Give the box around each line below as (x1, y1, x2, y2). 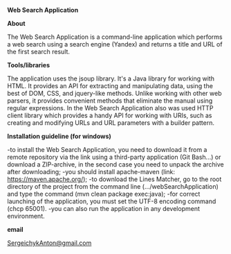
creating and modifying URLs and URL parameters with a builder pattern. (7, 119, 214, 127)
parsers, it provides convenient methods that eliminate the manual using (7, 96, 213, 105)
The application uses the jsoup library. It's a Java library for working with (7, 74, 214, 83)
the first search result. (7, 48, 71, 56)
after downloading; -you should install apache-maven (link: (7, 168, 175, 176)
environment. (7, 212, 45, 220)
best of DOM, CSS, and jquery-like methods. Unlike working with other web (7, 90, 222, 97)
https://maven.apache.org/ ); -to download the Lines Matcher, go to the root (7, 175, 222, 183)
